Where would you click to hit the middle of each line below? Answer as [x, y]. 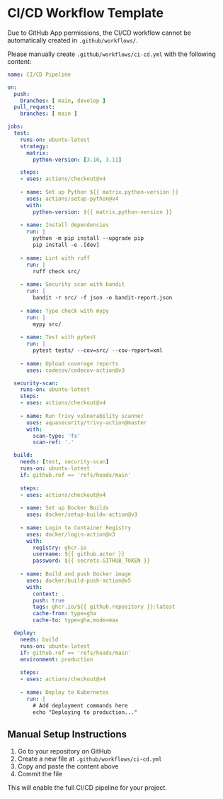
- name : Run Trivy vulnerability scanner [82, 416]
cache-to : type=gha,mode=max [76, 620]
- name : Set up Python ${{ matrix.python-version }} [99, 192]
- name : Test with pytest [58, 337]
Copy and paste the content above [68, 766]
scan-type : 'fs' [57, 436]
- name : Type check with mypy [65, 311]
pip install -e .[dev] [66, 245]
